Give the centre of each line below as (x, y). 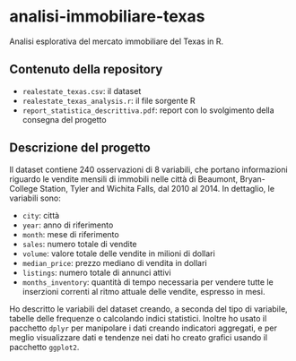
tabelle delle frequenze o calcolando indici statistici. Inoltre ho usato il (138, 318)
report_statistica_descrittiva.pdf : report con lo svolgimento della (148, 110)
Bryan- (253, 179)
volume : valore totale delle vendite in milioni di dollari (118, 254)
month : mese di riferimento (70, 234)
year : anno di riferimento (68, 225)
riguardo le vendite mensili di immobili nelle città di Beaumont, (124, 179)
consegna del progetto (64, 119)
